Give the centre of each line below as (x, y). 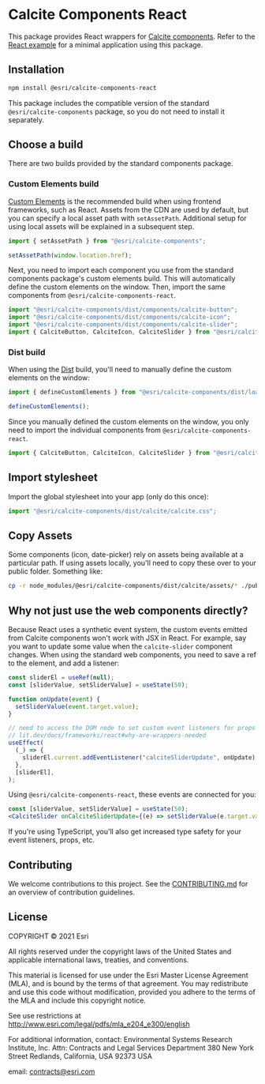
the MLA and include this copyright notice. (77, 1000)
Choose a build (46, 145)
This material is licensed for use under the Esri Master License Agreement (128, 975)
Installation (36, 70)
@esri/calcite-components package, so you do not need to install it (116, 111)
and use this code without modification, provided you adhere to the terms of (132, 992)
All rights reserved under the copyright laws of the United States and (120, 951)
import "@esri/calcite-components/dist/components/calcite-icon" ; (119, 318)
